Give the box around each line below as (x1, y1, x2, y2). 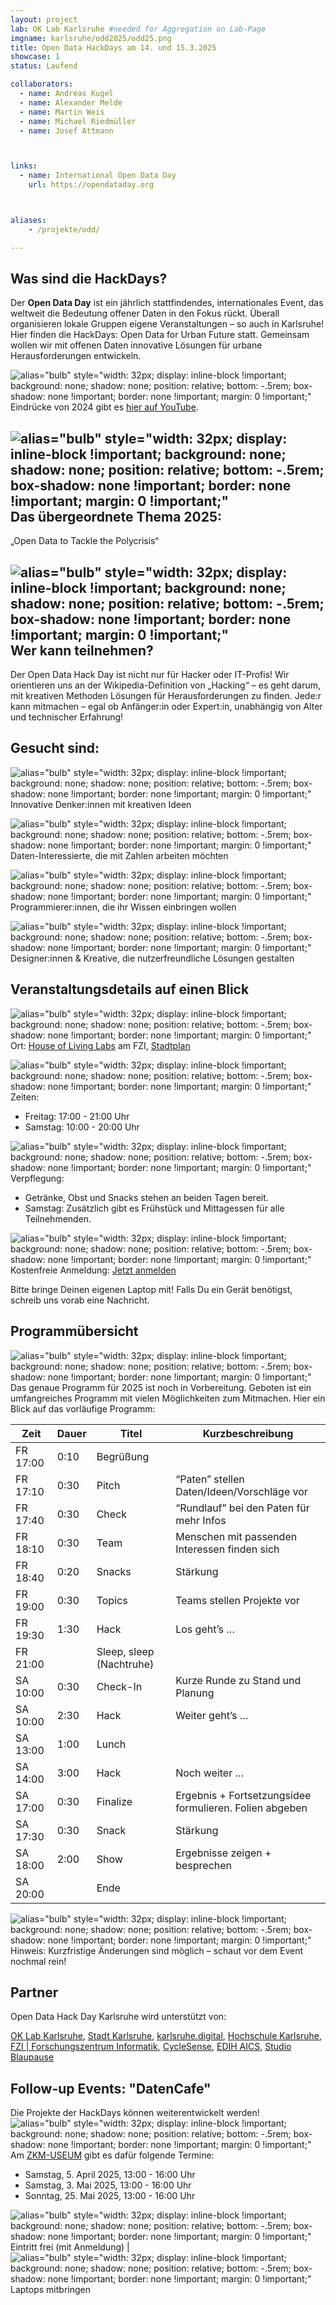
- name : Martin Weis (19, 107, 105, 117)
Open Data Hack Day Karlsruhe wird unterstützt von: (10, 2011, 227, 2023)
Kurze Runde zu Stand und (175, 1673, 302, 1687)
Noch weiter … (175, 1766, 245, 1780)
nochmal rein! (10, 1955, 67, 1967)
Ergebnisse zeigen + (175, 1846, 272, 1860)
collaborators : (10, 79, 74, 90)
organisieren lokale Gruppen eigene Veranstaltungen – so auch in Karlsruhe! (10, 318, 325, 330)
